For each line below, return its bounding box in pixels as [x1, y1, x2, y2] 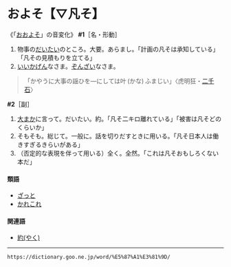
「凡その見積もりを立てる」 [16, 53, 96, 62]
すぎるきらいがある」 [23, 140, 84, 149]
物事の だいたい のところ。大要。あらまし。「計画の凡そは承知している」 [16, 45, 219, 53]
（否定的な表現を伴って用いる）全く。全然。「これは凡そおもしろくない [16, 149, 219, 157]
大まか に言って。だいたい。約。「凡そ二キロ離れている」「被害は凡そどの [16, 114, 222, 122]
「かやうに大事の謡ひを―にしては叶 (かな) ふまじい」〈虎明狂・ [23, 76, 203, 85]
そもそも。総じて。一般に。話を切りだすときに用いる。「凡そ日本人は [16, 131, 213, 140]
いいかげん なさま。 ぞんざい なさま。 [16, 62, 120, 70]
